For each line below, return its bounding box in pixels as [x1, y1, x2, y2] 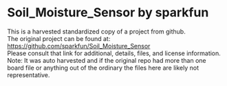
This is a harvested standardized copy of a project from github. [7, 27, 186, 35]
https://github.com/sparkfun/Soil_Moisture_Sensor [7, 42, 151, 50]
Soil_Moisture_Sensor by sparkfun [7, 5, 209, 20]
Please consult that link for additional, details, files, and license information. [7, 49, 221, 57]
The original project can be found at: [7, 34, 111, 42]
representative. [7, 70, 50, 79]
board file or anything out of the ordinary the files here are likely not [7, 63, 199, 72]
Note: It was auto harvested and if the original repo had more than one [7, 56, 206, 64]
